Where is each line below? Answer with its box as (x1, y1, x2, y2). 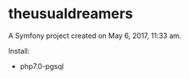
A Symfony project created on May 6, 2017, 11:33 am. (8, 31, 182, 40)
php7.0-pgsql (19, 61, 64, 71)
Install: (8, 46, 30, 55)
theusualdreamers (8, 5, 133, 23)
